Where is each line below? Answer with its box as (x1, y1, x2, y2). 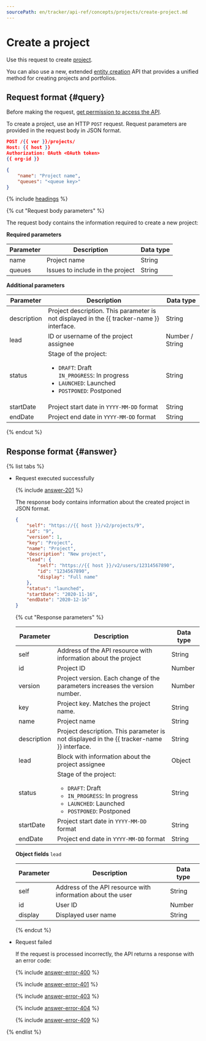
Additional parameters (6, 282, 65, 289)
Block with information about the (57, 753, 151, 761)
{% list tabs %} (6, 462, 45, 470)
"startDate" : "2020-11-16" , (26, 591, 98, 597)
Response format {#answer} (6, 446, 118, 457)
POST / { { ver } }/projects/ (6, 139, 75, 145)
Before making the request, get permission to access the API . (6, 108, 161, 116)
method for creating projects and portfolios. (6, 74, 116, 82)
